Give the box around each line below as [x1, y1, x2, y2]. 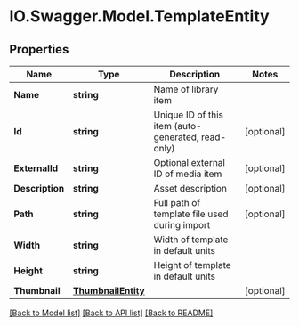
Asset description [153, 183, 227, 194]
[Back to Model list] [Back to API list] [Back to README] [9, 307, 214, 318]
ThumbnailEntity [72, 285, 145, 297]
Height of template [153, 259, 231, 271]
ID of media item [153, 167, 222, 180]
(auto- [173, 120, 202, 132]
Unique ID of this [153, 109, 224, 121]
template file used [153, 208, 229, 220]
